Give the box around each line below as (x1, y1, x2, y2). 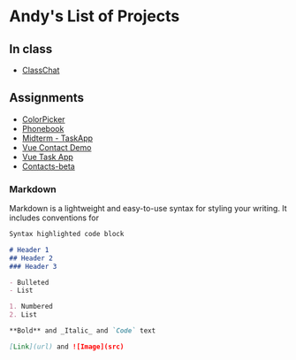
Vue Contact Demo (21, 142, 92, 152)
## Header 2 (9, 254, 53, 263)
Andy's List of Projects (9, 6, 180, 27)
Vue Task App (21, 151, 73, 162)
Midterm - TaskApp (21, 133, 94, 143)
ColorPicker (21, 113, 65, 125)
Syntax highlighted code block (9, 230, 125, 239)
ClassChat (21, 65, 60, 75)
